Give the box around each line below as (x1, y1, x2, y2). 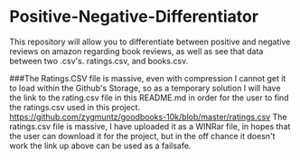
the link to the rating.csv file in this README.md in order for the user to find (9, 92, 289, 103)
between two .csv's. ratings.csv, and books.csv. (9, 55, 189, 66)
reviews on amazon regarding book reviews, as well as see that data (9, 45, 264, 56)
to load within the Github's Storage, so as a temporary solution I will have (9, 82, 281, 93)
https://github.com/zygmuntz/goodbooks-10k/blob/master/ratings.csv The (9, 111, 287, 122)
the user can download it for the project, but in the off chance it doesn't (9, 130, 276, 141)
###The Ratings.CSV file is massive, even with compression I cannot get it (9, 72, 286, 83)
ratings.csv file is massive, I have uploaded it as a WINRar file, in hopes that (9, 120, 291, 132)
